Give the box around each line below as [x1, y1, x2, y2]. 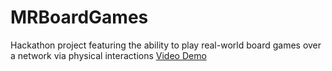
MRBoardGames [10, 6, 149, 29]
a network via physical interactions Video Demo [10, 49, 207, 61]
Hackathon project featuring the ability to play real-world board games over [10, 39, 322, 51]
